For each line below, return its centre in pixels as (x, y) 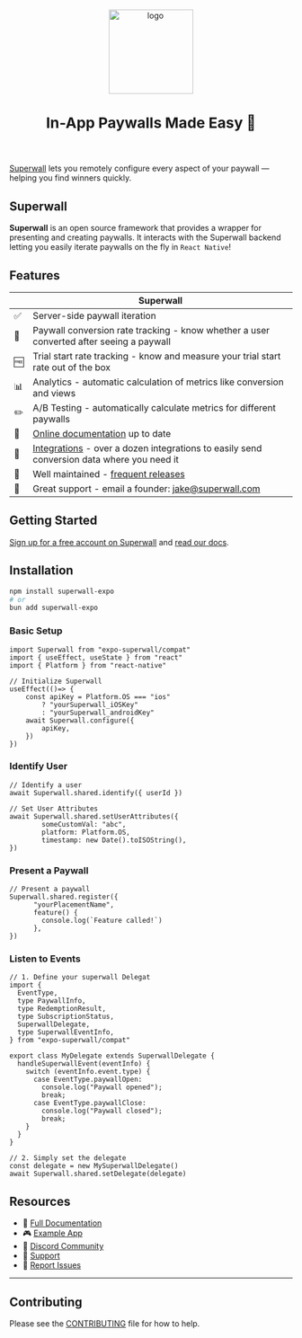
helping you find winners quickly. (71, 178)
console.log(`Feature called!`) (102, 921)
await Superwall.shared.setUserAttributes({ (94, 816)
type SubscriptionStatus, (66, 1017)
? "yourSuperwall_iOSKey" (90, 704)
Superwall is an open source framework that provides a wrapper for (136, 228)
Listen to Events (45, 959)
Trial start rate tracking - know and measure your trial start (157, 357)
